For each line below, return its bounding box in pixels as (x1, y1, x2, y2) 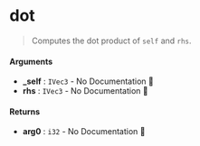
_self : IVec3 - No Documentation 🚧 (22, 76, 154, 87)
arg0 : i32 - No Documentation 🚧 (22, 126, 146, 137)
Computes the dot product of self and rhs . (31, 35, 192, 46)
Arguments (9, 56, 53, 67)
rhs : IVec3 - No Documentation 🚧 (22, 86, 148, 96)
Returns (9, 105, 41, 117)
